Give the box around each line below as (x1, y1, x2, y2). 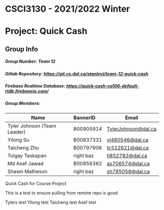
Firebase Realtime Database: (5, 83, 66, 89)
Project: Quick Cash (5, 26, 88, 37)
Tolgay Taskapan (7, 152, 47, 159)
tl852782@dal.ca (106, 152, 147, 159)
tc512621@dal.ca (106, 144, 149, 151)
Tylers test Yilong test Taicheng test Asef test (5, 199, 97, 205)
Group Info (5, 45, 38, 53)
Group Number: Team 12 (5, 58, 56, 64)
